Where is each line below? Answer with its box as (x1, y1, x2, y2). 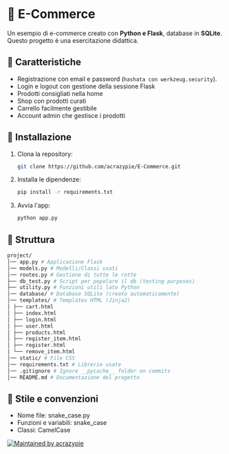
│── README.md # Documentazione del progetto (7, 374, 140, 381)
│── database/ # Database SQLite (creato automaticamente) (7, 290, 180, 297)
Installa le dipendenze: (17, 175, 81, 184)
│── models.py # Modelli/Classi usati (7, 265, 118, 272)
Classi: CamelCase (17, 426, 71, 434)
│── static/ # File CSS (7, 355, 76, 362)
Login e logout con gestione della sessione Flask (17, 82, 155, 90)
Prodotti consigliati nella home (17, 89, 103, 97)
